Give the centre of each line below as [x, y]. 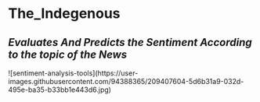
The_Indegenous [64, 14]
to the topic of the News [68, 54]
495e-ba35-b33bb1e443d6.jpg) [60, 90]
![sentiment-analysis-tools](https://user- [73, 73]
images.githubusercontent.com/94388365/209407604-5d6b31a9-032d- [126, 81]
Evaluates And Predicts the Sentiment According [130, 42]
